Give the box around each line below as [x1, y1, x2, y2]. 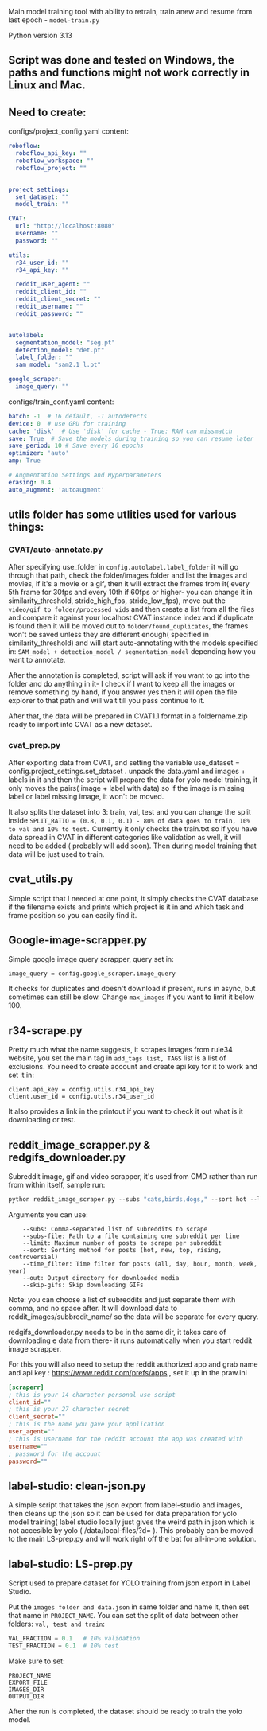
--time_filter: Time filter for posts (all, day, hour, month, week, [22, 1260, 258, 1268]
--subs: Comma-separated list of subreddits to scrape [22, 1225, 208, 1233]
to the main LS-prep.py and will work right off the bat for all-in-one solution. [8, 1535, 257, 1544]
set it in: [8, 1070, 34, 1080]
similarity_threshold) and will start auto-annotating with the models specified [8, 638, 258, 648]
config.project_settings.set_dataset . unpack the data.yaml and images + [8, 766, 246, 776]
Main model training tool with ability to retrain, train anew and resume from [8, 7, 253, 16]
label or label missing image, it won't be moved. [8, 792, 164, 801]
